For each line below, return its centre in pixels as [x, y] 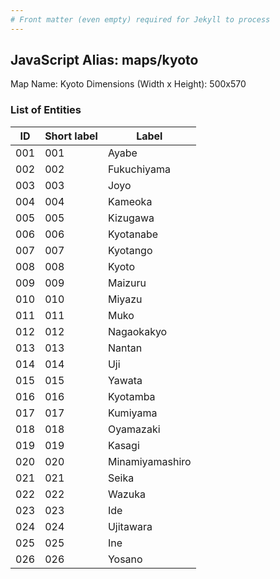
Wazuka [126, 494]
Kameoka [130, 201]
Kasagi [123, 445]
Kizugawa [131, 218]
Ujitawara [130, 526]
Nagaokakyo [137, 331]
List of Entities [46, 110]
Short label [71, 136]
